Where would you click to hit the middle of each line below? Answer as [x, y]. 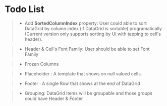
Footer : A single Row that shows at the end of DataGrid [82, 83]
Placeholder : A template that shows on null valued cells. [83, 73]
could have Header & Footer [54, 98]
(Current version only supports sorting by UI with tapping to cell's [93, 34]
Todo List [24, 9]
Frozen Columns [42, 64]
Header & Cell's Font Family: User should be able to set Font [87, 49]
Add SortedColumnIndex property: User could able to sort [86, 23]
